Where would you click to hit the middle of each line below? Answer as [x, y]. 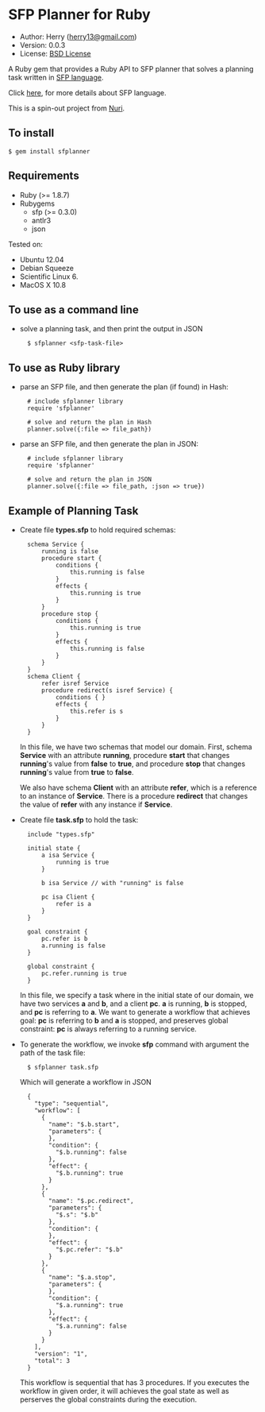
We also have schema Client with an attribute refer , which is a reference [138, 787]
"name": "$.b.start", [84, 1124]
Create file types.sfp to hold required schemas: [98, 530]
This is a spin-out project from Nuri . [67, 108]
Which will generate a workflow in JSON [86, 1082]
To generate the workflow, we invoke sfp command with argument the [134, 1044]
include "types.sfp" [61, 834]
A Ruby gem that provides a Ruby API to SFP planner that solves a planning [131, 68]
